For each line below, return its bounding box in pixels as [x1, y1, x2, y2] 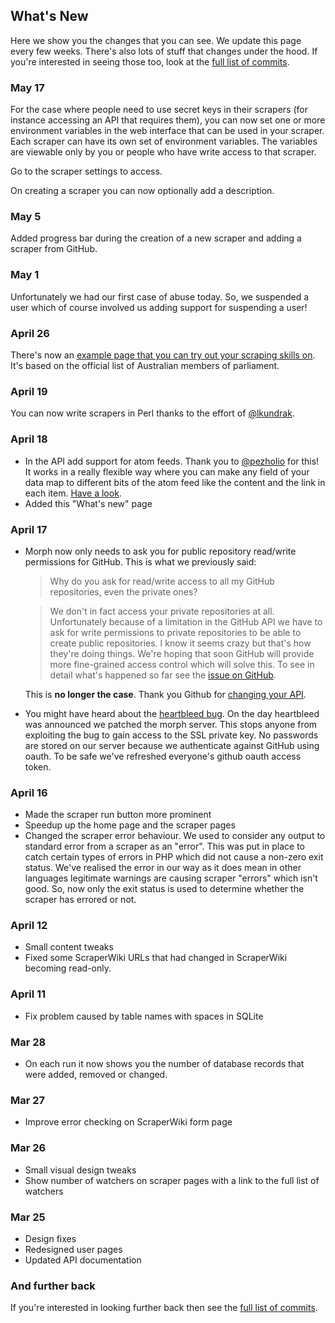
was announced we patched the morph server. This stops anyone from [24, 718, 318, 730]
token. [24, 760, 52, 773]
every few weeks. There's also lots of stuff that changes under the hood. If [10, 45, 318, 57]
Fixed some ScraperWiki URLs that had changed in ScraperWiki [24, 952, 288, 964]
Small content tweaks [24, 941, 114, 953]
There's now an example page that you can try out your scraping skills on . [10, 349, 316, 361]
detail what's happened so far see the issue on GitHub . [49, 669, 277, 681]
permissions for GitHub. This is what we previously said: [24, 555, 257, 568]
